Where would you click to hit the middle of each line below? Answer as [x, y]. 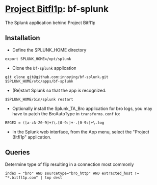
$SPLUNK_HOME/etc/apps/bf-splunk [39, 81]
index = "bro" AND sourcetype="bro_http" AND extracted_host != [72, 173]
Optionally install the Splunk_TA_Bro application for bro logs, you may [82, 108]
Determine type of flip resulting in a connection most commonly [69, 164]
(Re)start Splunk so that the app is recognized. [59, 90]
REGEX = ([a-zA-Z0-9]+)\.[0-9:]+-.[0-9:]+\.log [55, 123]
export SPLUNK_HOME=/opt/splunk [38, 59]
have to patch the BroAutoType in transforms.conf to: [66, 113]
